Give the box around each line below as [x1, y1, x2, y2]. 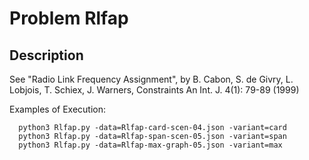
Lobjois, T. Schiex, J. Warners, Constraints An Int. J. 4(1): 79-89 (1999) [9, 84, 300, 96]
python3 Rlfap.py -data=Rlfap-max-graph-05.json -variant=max [18, 140, 283, 150]
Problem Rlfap [9, 7, 129, 30]
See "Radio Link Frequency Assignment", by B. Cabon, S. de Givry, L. [9, 73, 294, 85]
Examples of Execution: [9, 103, 106, 115]
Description [9, 47, 84, 64]
